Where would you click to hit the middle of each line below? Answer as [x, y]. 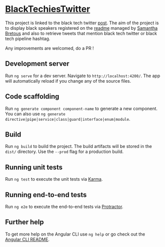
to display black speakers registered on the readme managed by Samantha [82, 28]
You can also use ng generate [35, 114]
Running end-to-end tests [46, 195]
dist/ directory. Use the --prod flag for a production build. [64, 151]
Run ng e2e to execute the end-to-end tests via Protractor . [64, 207]
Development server [37, 64]
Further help [25, 222]
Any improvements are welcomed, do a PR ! [49, 48]
